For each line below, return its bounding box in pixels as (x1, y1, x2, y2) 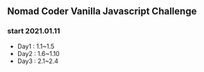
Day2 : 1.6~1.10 (17, 49, 60, 57)
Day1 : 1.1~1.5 (17, 42, 55, 51)
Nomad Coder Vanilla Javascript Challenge (7, 6, 197, 17)
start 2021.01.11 (7, 26, 60, 36)
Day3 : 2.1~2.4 (17, 57, 59, 65)
